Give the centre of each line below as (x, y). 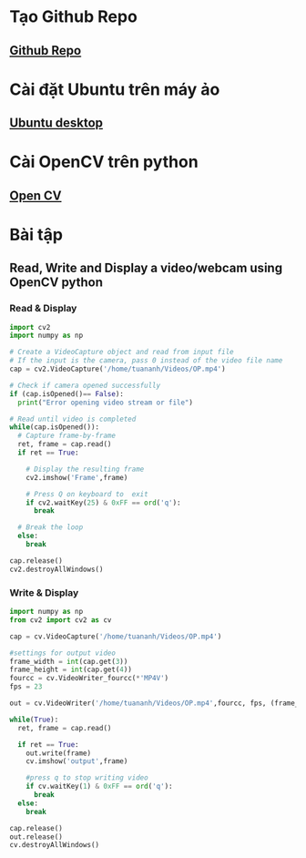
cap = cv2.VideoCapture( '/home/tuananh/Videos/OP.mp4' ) (117, 369)
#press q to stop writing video (87, 778)
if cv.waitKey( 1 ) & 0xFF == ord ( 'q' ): (99, 786)
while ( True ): (34, 720)
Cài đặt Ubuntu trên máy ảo (115, 89)
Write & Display (44, 592)
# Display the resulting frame (85, 469)
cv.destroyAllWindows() (55, 845)
